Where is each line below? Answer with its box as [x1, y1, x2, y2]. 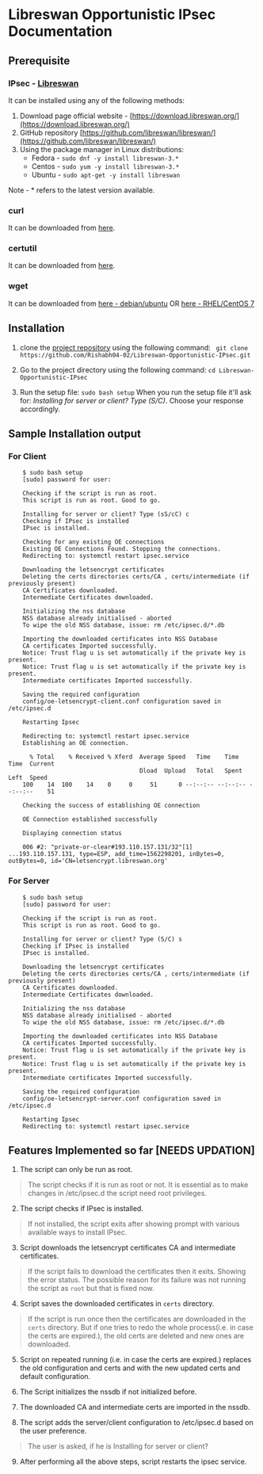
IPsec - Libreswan [8, 78, 79, 89]
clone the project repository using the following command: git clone [19, 342, 248, 352]
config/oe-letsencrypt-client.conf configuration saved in [22, 697, 222, 706]
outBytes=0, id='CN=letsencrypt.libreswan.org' [8, 857, 169, 865]
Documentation [8, 22, 113, 40]
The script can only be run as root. [19, 1165, 133, 1174]
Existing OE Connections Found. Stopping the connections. [22, 545, 222, 553]
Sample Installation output [8, 426, 141, 441]
